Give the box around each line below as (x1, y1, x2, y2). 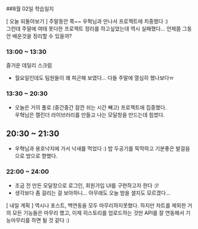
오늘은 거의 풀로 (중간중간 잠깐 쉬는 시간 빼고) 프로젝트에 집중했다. (14, 104, 167, 111)
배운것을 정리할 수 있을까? (12, 33, 72, 40)
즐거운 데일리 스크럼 (6, 62, 52, 69)
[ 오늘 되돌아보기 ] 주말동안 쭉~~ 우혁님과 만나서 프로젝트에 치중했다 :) (6, 18, 168, 25)
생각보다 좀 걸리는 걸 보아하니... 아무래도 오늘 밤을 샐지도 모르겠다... (14, 189, 171, 196)
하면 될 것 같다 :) (31, 217, 70, 224)
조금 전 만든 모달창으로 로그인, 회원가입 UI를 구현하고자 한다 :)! (14, 182, 159, 189)
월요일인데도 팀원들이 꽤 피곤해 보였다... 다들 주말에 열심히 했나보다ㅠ (14, 75, 174, 82)
